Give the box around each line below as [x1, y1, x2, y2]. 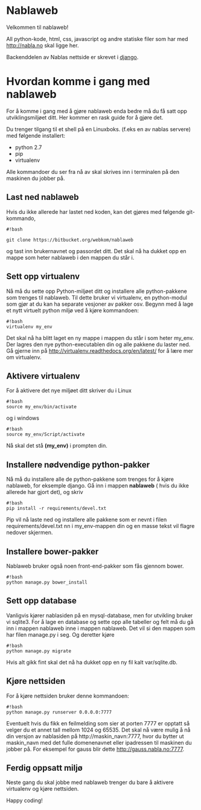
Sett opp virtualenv [6, 271, 80, 281]
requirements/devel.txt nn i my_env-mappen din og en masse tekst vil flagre [6, 522, 195, 530]
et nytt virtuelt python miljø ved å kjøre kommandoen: [6, 306, 139, 314]
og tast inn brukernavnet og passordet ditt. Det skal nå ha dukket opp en [6, 247, 187, 254]
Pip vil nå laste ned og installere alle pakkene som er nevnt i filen [6, 516, 167, 523]
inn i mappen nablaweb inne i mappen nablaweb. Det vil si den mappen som [6, 625, 196, 632]
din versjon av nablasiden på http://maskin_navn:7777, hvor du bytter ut [6, 732, 184, 740]
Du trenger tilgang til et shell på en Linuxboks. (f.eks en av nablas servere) [6, 125, 191, 133]
